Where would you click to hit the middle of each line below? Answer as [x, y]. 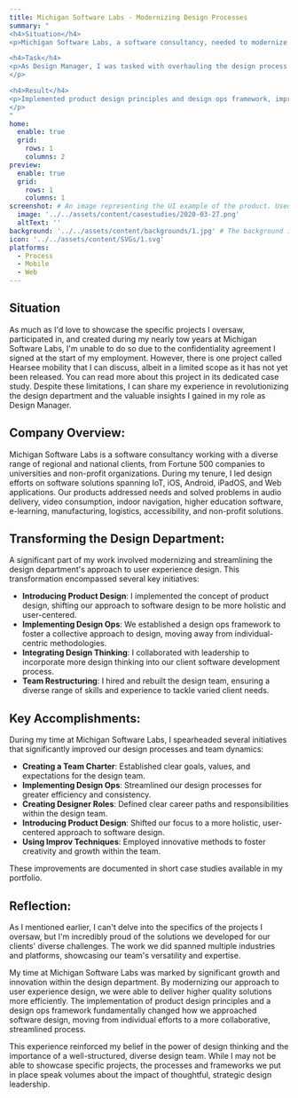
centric [35, 644]
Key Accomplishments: [75, 719]
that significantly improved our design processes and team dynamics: [137, 749]
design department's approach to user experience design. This [124, 570]
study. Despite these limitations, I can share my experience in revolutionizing [149, 386]
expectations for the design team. [84, 776]
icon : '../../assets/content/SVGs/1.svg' [87, 239]
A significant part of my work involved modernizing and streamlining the [141, 560]
